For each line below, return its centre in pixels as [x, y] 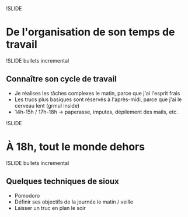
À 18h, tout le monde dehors [75, 147]
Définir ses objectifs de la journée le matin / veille [74, 202]
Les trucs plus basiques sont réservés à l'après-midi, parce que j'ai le [98, 99]
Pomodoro [27, 195]
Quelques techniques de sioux [63, 182]
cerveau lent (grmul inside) [47, 105]
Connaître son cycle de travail [61, 79]
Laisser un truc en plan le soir [50, 208]
